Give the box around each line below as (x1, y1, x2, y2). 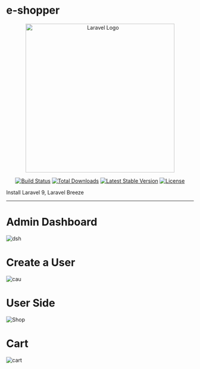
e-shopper (6, 4, 60, 17)
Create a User (6, 256, 76, 270)
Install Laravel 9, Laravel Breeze (6, 189, 85, 196)
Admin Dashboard (6, 215, 98, 229)
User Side (6, 296, 55, 309)
